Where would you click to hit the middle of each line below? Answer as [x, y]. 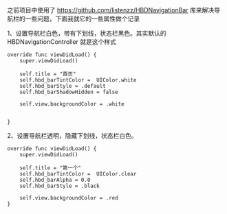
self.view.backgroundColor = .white [72, 104]
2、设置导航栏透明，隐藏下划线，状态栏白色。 [72, 135]
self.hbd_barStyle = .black [60, 186]
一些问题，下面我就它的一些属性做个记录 [82, 19]
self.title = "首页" [48, 74]
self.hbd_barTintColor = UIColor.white [78, 80]
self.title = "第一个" [50, 168]
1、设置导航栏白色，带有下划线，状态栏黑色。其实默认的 [87, 33]
